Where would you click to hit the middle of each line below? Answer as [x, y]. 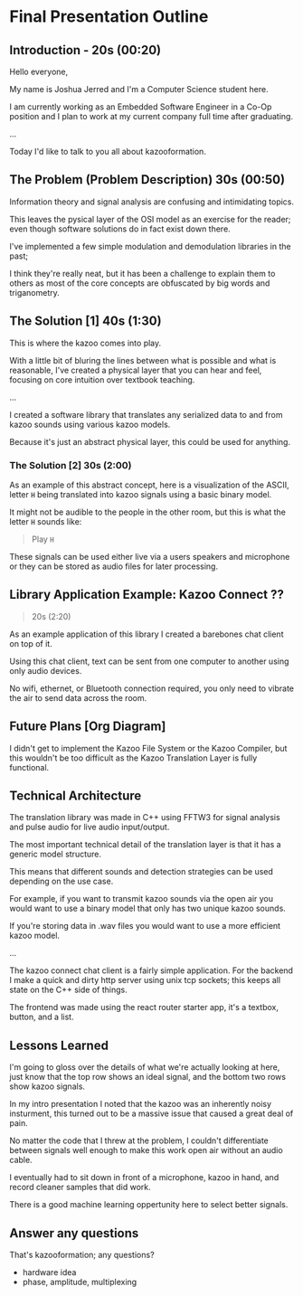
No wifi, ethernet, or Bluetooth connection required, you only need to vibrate [151, 688]
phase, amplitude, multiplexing [80, 1282]
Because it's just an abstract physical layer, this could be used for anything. [150, 441]
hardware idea [49, 1272]
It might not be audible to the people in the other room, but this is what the [148, 512]
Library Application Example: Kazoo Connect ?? [147, 595]
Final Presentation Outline [109, 17]
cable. [21, 1160]
